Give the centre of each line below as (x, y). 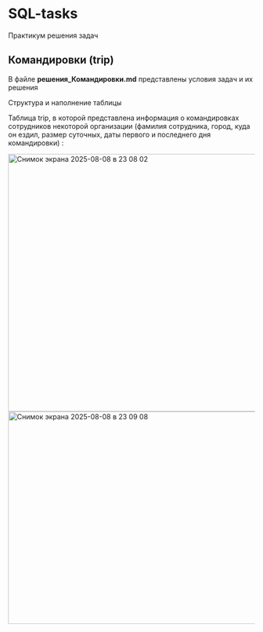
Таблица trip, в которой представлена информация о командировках (124, 118)
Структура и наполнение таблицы (65, 102)
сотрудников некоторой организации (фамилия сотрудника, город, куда (129, 126)
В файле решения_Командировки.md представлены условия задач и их (130, 79)
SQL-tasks (43, 14)
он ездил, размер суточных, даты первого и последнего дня (110, 134)
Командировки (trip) (61, 60)
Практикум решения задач (53, 35)
